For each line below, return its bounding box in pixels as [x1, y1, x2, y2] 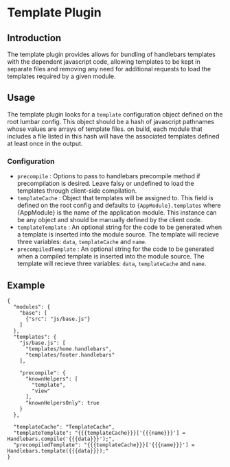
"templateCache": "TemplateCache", [13, 423, 115, 430]
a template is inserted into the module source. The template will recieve [16, 230, 220, 239]
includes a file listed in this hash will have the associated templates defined [7, 132, 220, 140]
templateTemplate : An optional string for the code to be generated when [16, 223, 222, 231]
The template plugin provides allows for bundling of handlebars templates [7, 50, 216, 58]
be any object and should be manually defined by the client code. [16, 216, 203, 224]
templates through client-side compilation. [16, 187, 137, 195]
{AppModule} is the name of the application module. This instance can [16, 208, 218, 217]
